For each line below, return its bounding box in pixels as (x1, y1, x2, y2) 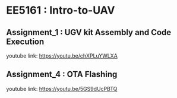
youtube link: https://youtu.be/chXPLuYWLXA (6, 52, 118, 59)
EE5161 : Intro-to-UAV (6, 4, 115, 17)
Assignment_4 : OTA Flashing (6, 69, 118, 80)
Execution (6, 36, 45, 46)
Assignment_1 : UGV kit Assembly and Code (6, 27, 172, 37)
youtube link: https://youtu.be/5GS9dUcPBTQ (6, 85, 118, 92)
